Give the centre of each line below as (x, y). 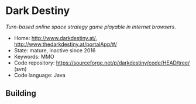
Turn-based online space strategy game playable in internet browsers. (91, 27)
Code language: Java (39, 75)
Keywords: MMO (34, 56)
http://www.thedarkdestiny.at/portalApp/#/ (66, 44)
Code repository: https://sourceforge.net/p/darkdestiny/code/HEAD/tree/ (102, 63)
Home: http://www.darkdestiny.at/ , (56, 38)
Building (21, 93)
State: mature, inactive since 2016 (55, 50)
